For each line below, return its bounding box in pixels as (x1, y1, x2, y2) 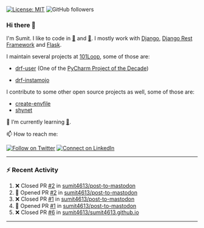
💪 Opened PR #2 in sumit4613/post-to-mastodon (15, 188, 138, 196)
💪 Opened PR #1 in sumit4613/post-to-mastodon (15, 202, 137, 209)
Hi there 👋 (6, 21, 36, 29)
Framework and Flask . (6, 41, 62, 49)
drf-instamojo (15, 77, 50, 84)
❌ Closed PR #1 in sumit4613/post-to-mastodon (15, 195, 135, 202)
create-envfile (15, 100, 51, 108)
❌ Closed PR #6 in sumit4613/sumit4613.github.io (15, 209, 140, 216)
